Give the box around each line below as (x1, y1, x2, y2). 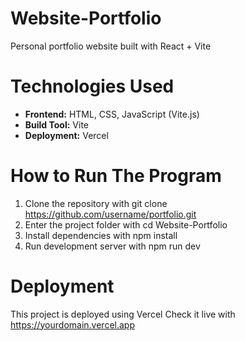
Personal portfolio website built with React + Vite (10, 40, 212, 52)
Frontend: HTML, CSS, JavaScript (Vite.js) (24, 108, 200, 120)
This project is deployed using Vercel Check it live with (10, 308, 236, 320)
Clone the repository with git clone (24, 197, 168, 209)
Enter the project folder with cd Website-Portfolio (24, 218, 228, 231)
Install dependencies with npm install (24, 229, 178, 241)
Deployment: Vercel (24, 129, 109, 141)
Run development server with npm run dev (24, 240, 201, 252)
